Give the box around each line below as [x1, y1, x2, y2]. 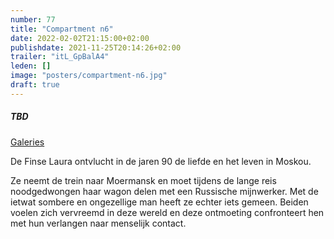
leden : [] [10, 61, 52, 71]
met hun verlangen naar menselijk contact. [10, 217, 187, 229]
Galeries [10, 136, 45, 148]
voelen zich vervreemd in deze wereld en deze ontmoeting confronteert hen [10, 206, 325, 218]
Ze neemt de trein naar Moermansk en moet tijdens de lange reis [10, 174, 277, 186]
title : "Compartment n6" [10, 24, 114, 34]
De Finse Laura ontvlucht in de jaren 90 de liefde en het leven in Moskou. [10, 155, 312, 167]
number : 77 [10, 14, 56, 25]
